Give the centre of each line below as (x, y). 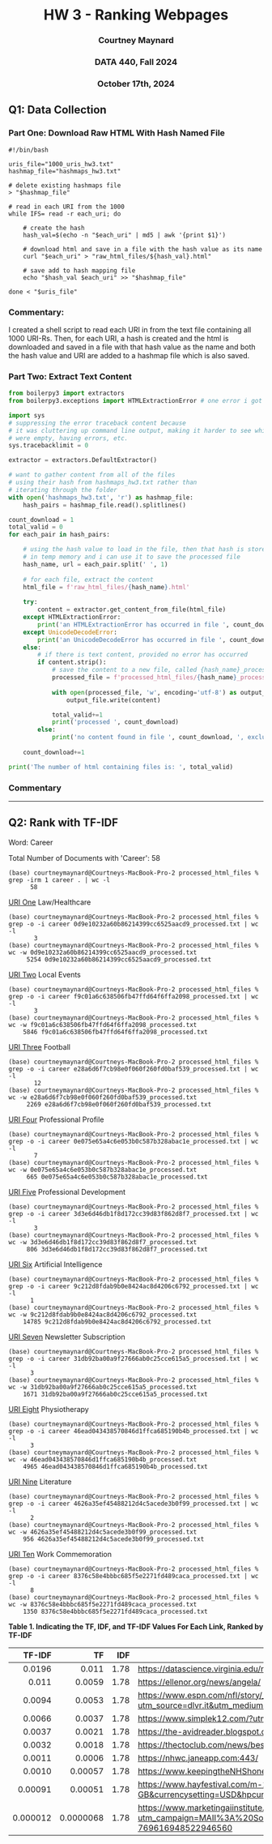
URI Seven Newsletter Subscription (67, 1337)
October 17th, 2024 (136, 83)
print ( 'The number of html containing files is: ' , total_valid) (121, 767)
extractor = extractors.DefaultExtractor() (83, 460)
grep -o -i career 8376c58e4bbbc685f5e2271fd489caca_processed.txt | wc (134, 1576)
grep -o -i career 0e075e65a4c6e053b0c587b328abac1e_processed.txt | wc (134, 1141)
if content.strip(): (72, 662)
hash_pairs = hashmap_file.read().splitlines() (104, 505)
